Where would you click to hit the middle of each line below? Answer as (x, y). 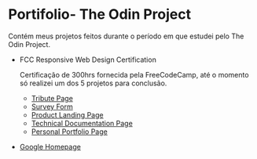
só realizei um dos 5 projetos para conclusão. (93, 83)
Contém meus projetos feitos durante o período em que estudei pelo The (126, 36)
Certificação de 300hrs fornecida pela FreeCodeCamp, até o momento (134, 74)
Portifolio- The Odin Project (99, 14)
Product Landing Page (67, 114)
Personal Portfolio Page (69, 132)
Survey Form (52, 107)
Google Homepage (50, 146)
